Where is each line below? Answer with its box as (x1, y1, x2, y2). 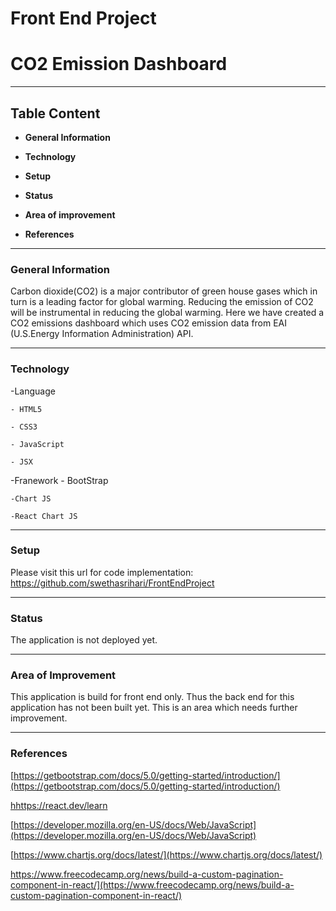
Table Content (10, 105, 101, 122)
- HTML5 (10, 404, 43, 414)
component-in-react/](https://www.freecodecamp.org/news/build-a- (10, 878, 295, 891)
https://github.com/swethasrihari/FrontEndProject (10, 577, 215, 589)
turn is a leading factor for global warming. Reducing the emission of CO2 (10, 296, 314, 308)
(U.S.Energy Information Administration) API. (10, 328, 194, 340)
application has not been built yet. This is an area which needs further (10, 702, 298, 714)
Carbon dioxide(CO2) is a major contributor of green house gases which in (10, 285, 318, 297)
